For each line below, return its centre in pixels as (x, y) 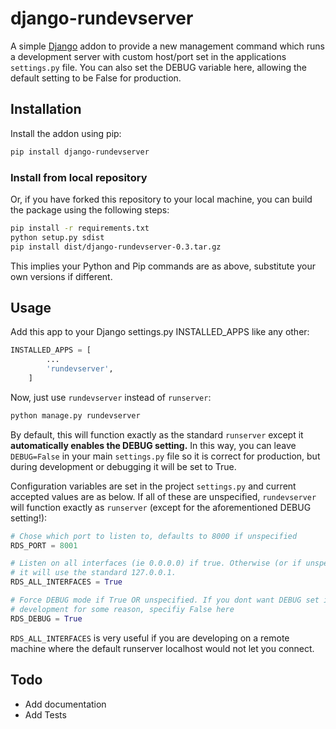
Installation (46, 109)
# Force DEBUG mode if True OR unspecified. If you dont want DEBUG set (165, 600)
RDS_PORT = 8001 (44, 545)
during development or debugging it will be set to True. (123, 466)
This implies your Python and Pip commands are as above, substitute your (163, 266)
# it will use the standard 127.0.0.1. (93, 573)
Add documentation (65, 704)
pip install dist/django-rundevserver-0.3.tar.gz (116, 247)
